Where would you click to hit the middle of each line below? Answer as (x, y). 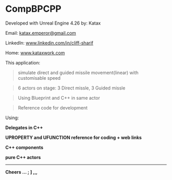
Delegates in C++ (24, 127)
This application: (23, 62)
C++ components (24, 147)
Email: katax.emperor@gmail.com (41, 33)
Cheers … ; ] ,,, (21, 172)
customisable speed (39, 78)
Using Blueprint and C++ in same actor (59, 98)
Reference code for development (53, 107)
